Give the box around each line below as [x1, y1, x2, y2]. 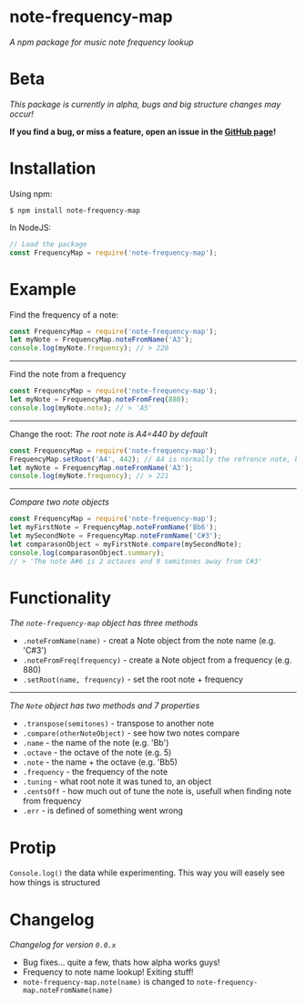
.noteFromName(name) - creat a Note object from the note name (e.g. [22, 635, 276, 646]
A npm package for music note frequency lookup [9, 37, 194, 47]
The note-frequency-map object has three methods [9, 618, 199, 629]
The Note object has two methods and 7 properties [9, 700, 200, 711]
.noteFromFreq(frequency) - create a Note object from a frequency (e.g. [22, 654, 292, 665]
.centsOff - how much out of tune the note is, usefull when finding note [22, 786, 291, 797]
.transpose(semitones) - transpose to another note [22, 718, 215, 729]
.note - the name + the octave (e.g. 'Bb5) [22, 757, 178, 768]
